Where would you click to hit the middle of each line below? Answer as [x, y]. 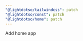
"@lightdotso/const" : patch [35, 14]
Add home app [21, 33]
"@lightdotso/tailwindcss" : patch [42, 10]
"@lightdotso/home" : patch [34, 19]
